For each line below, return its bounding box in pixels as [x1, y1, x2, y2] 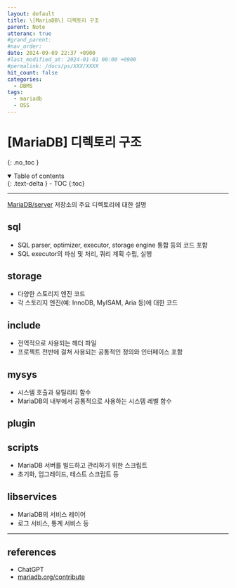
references [7, 547, 57, 558]
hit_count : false [7, 69, 58, 76]
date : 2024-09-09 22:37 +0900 [7, 50, 96, 57]
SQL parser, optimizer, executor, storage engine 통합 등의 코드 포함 [17, 241, 209, 249]
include [7, 319, 41, 331]
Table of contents [13, 172, 65, 180]
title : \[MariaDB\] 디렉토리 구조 [7, 17, 100, 24]
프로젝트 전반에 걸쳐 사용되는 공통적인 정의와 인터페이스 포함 [17, 347, 183, 356]
